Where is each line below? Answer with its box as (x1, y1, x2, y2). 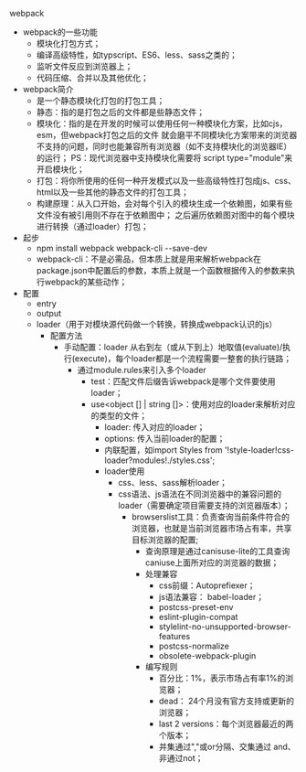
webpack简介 (22, 84, 74, 94)
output (36, 308, 62, 318)
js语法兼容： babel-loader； (158, 592, 265, 602)
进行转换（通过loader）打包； (36, 221, 149, 231)
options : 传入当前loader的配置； (104, 434, 226, 444)
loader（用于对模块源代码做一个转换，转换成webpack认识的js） (36, 319, 278, 329)
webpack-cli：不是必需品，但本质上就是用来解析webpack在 (36, 253, 262, 264)
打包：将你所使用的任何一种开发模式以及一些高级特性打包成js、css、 (36, 176, 297, 186)
